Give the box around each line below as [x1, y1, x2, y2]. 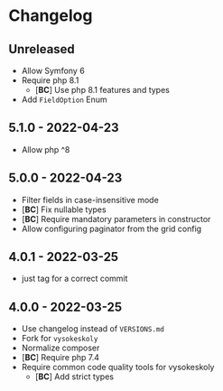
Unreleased [8, 42, 76, 57]
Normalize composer [21, 342, 100, 353]
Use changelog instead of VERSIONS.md [21, 323, 164, 334]
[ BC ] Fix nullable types [21, 204, 107, 215]
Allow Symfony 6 [21, 65, 85, 76]
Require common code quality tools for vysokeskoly [21, 362, 215, 373]
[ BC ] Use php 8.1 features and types [34, 85, 171, 95]
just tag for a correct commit [21, 273, 128, 284]
